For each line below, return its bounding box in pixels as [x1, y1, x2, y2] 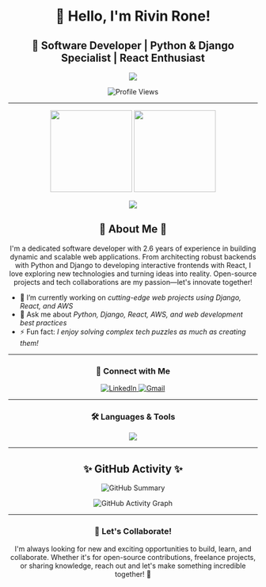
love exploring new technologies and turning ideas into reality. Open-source [9, 269, 257, 278]
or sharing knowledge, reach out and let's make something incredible [20, 561, 246, 570]
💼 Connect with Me [96, 365, 170, 376]
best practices [19, 317, 67, 328]
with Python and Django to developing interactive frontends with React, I [14, 260, 252, 270]
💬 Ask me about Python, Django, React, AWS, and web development [19, 309, 243, 319]
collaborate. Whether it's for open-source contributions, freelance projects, [10, 552, 256, 562]
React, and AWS [19, 301, 74, 310]
